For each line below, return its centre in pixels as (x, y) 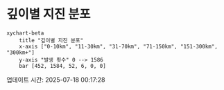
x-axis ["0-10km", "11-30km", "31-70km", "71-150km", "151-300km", (118, 46)
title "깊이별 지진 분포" (51, 40)
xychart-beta (25, 33)
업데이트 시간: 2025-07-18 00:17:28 (56, 80)
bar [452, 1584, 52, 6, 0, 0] (63, 66)
